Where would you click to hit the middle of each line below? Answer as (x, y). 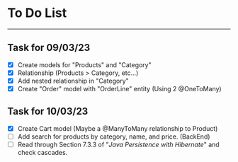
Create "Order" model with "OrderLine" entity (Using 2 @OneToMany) (119, 88)
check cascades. (42, 152)
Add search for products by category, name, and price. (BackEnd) (114, 137)
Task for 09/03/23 (49, 48)
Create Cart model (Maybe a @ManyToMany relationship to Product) (118, 128)
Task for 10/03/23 (48, 111)
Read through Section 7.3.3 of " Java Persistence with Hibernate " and (118, 144)
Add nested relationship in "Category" (73, 81)
